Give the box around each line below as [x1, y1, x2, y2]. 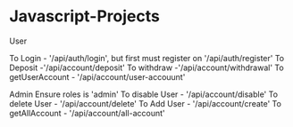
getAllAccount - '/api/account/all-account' [9, 107, 165, 118]
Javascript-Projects [9, 6, 161, 27]
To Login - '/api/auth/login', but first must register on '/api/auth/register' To [9, 52, 284, 63]
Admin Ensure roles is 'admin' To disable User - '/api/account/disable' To [9, 89, 279, 99]
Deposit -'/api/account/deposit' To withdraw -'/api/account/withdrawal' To [9, 62, 284, 73]
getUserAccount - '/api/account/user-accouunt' [9, 71, 186, 82]
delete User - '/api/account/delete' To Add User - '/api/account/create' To [9, 98, 281, 108]
